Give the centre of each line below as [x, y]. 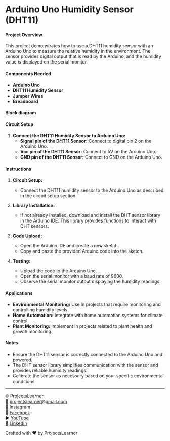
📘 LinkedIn [16, 423]
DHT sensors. [34, 226]
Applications [19, 293]
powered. [23, 360]
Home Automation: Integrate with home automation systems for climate [88, 315]
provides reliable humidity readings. [50, 370]
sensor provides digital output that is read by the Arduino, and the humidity [83, 56]
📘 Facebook [18, 412]
